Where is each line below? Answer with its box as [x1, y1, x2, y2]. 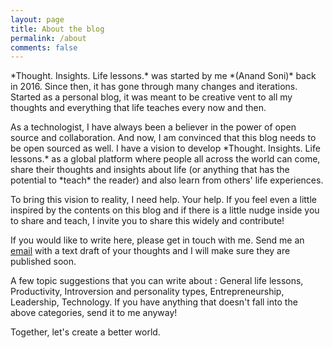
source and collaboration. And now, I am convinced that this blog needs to [10, 132, 317, 144]
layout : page [10, 14, 65, 25]
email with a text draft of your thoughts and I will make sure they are [10, 245, 291, 257]
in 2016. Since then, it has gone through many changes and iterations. [10, 81, 298, 93]
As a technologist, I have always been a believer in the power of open [10, 121, 297, 133]
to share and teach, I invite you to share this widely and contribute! [10, 215, 285, 227]
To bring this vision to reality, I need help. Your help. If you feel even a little [10, 194, 318, 206]
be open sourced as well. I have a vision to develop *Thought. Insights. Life [10, 142, 321, 155]
